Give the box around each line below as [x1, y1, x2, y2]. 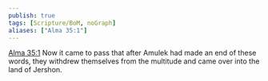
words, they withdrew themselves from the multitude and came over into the [8, 56, 260, 66]
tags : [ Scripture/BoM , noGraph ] [8, 19, 116, 27]
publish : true [8, 11, 56, 20]
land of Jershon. [8, 65, 62, 75]
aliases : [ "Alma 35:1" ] [8, 26, 88, 34]
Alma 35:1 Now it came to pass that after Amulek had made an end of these [8, 48, 257, 58]
